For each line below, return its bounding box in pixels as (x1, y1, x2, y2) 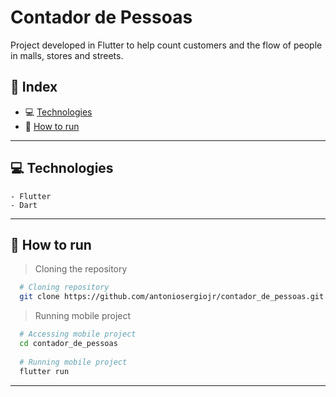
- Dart (10, 200, 38, 210)
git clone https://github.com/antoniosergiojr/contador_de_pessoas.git (19, 292, 325, 302)
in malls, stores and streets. (10, 49, 124, 61)
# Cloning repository (19, 282, 110, 293)
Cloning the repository (34, 263, 128, 275)
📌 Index (10, 79, 58, 96)
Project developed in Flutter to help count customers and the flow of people (10, 39, 323, 51)
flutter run (19, 366, 70, 376)
